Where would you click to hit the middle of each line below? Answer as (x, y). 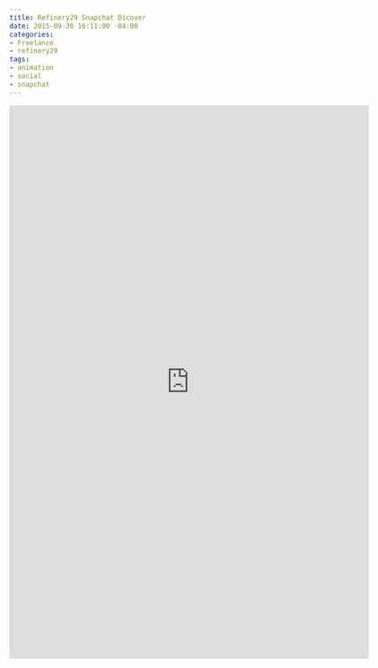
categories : (31, 34)
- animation (31, 68)
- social (26, 76)
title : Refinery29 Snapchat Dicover (78, 18)
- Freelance (31, 43)
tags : (19, 59)
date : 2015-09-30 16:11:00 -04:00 (74, 26)
